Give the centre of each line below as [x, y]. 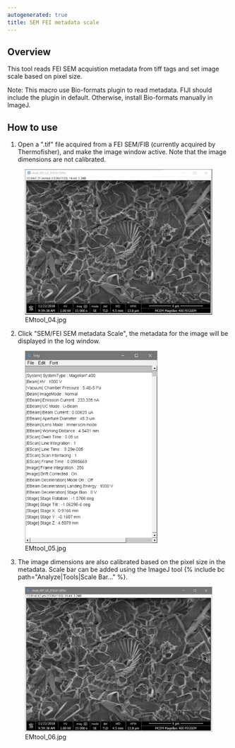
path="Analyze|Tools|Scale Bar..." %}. [73, 577]
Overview [29, 52]
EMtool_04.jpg [46, 320]
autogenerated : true [38, 15]
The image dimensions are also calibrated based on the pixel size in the [121, 562]
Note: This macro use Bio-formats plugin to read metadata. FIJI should [110, 90]
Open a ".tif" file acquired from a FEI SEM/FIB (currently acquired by [116, 144]
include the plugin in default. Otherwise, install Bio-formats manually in [110, 98]
